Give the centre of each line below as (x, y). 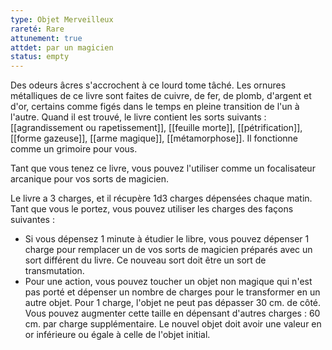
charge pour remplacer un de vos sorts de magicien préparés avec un (168, 250)
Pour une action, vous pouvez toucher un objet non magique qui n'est (168, 282)
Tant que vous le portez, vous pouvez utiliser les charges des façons (152, 209)
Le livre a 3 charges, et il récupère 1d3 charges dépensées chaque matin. (161, 198)
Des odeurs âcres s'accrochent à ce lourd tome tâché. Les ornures (148, 85)
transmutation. (54, 271)
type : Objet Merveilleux (62, 19)
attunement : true (46, 38)
